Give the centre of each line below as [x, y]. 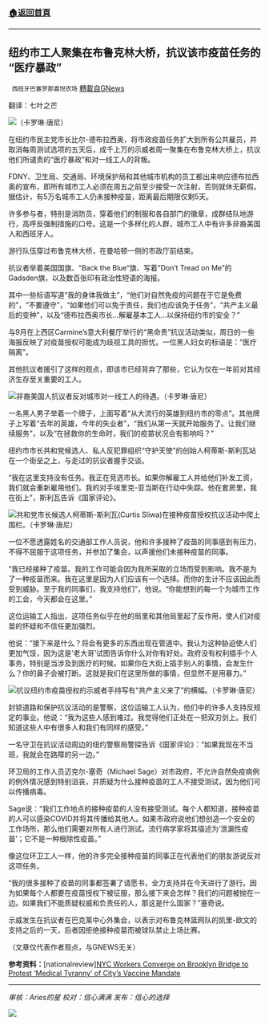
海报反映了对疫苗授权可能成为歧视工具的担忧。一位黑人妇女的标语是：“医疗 [133, 342]
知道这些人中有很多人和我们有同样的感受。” [78, 727]
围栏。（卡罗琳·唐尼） [43, 525]
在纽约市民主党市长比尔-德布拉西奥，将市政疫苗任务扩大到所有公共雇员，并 [133, 140]
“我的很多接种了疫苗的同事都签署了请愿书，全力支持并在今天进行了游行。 [129, 883]
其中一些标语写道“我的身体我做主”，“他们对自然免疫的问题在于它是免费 [125, 295]
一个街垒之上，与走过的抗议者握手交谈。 [82, 461]
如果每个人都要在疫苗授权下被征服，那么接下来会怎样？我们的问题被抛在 [134, 893]
